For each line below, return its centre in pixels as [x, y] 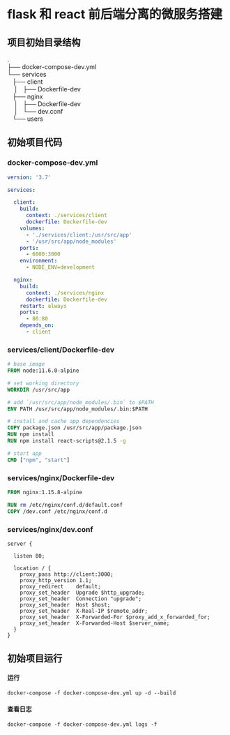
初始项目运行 [35, 659]
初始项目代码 [35, 143]
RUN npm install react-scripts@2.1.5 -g [67, 441]
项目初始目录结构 [44, 42]
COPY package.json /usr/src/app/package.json [74, 428]
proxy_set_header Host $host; [65, 604]
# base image [26, 364]
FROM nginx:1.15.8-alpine [45, 493]
